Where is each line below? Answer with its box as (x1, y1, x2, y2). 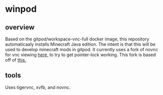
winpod (5, 3, 37, 15)
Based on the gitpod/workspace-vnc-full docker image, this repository (5, 36, 150, 42)
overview (5, 23, 35, 32)
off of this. (5, 57, 26, 63)
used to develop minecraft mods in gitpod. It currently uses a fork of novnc (5, 47, 159, 52)
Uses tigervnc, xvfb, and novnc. (5, 84, 71, 90)
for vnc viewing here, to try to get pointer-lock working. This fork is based (5, 52, 156, 58)
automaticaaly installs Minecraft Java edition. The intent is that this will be (5, 41, 156, 47)
